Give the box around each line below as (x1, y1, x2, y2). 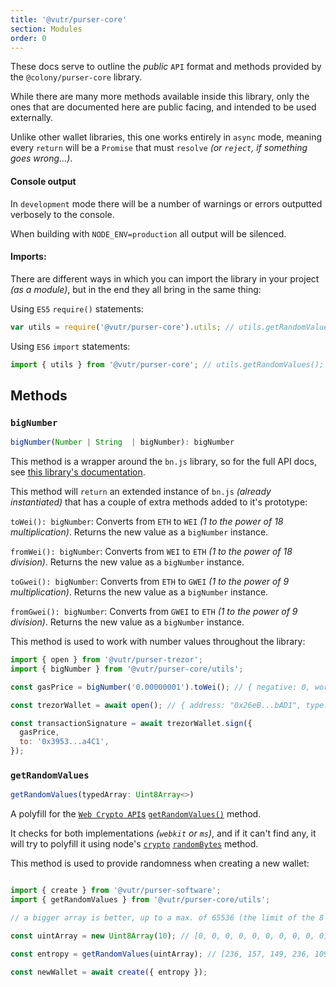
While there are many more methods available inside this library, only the (10, 91, 310, 103)
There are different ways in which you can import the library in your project (10, 272, 320, 285)
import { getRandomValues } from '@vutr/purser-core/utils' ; (10, 895, 271, 905)
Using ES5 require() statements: (10, 302, 144, 315)
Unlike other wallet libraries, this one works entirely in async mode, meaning (10, 131, 323, 143)
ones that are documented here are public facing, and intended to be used (10, 101, 317, 113)
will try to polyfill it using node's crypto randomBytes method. (10, 838, 259, 850)
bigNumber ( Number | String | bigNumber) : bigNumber (10, 437, 235, 448)
